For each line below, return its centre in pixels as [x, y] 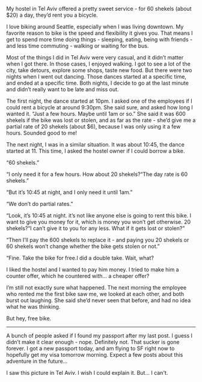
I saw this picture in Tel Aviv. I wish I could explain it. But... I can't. [87, 373]
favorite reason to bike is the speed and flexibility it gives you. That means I [100, 33]
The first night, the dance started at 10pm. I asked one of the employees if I [99, 101]
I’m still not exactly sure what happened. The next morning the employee [96, 287]
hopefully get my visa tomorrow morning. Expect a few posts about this [95, 355]
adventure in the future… [37, 361]
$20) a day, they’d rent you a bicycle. [52, 15]
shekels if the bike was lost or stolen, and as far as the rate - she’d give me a [101, 120]
